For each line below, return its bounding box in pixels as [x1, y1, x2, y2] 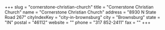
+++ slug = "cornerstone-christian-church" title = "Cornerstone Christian [4, 4, 154, 10]
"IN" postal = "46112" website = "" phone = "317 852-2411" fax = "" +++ [4, 19, 151, 25]
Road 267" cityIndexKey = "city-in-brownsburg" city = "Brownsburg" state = [4, 15, 161, 20]
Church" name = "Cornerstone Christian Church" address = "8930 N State [4, 9, 157, 15]
